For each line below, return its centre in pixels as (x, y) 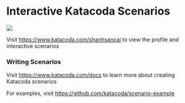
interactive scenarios (33, 46)
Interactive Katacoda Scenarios (88, 11)
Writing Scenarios (34, 62)
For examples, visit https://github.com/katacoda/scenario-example (90, 93)
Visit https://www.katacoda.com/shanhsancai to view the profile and (92, 39)
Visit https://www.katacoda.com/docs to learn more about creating (91, 75)
